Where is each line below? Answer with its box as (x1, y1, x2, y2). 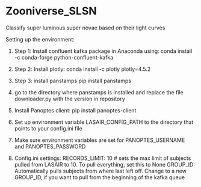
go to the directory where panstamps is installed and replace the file (14, 88, 184, 96)
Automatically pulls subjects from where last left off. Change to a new (14, 167, 187, 174)
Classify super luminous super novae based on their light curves (5, 24, 165, 31)
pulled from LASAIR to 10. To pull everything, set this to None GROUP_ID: (14, 161, 195, 168)
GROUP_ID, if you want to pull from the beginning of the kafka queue (14, 173, 185, 181)
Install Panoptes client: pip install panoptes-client (14, 106, 137, 114)
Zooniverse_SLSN (5, 4, 97, 18)
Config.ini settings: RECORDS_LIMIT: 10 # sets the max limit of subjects (14, 155, 191, 162)
